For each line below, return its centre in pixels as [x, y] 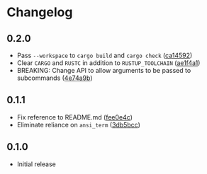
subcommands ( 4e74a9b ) [55, 78]
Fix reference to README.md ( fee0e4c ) [74, 117]
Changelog [40, 12]
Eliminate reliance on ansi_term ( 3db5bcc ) [79, 124]
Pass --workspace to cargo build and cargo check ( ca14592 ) [105, 55]
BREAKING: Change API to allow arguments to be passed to [104, 70]
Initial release [36, 164]
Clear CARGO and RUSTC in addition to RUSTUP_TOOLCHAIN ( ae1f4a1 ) [108, 63]
